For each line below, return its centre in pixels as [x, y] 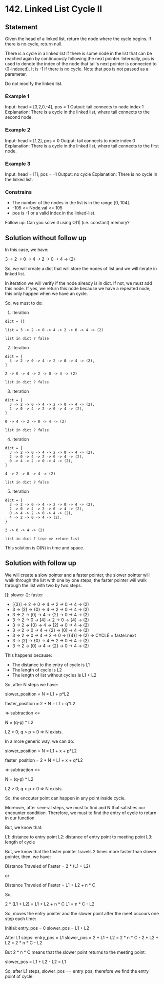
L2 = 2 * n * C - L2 [24, 942]
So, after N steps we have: [32, 684]
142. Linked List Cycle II [54, 9]
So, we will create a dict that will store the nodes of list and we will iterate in [81, 269]
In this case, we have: [27, 250]
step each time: [21, 919]
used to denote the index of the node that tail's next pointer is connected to [81, 64]
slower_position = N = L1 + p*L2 [37, 694]
